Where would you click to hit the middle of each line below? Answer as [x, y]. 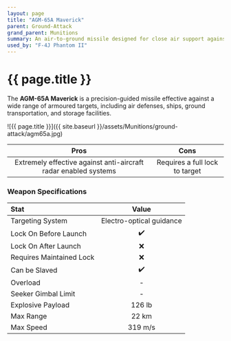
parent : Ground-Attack [40, 26]
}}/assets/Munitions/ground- [137, 126]
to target [187, 170]
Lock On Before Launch [49, 233]
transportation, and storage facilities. [59, 113]
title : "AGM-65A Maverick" [46, 20]
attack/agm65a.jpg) [35, 133]
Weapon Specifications [47, 191]
